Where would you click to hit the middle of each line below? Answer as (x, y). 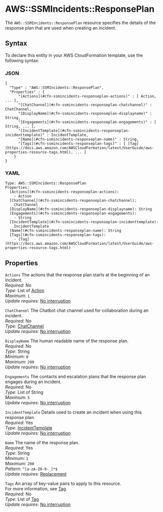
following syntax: (22, 60)
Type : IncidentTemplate (29, 428)
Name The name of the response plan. (42, 443)
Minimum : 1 (17, 458)
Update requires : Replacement (36, 474)
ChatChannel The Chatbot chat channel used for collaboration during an (77, 310)
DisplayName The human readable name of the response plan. (67, 341)
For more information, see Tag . (36, 489)
